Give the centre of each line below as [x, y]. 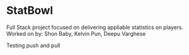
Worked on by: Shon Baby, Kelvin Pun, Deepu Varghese [76, 33]
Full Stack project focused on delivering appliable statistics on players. [95, 27]
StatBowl [30, 11]
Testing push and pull [33, 45]
